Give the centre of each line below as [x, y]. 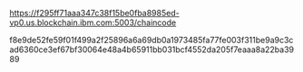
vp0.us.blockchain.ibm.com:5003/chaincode [93, 22]
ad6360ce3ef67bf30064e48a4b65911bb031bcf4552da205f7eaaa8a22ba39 [152, 49]
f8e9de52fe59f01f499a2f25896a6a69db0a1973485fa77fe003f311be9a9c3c [151, 40]
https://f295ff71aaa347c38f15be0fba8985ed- [94, 13]
